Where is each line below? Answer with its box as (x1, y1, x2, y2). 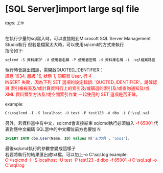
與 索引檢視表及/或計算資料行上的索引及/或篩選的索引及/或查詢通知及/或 (5, 86, 150, 91)
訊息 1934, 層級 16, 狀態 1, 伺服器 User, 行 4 (5, 73, 92, 79)
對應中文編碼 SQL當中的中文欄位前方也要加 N (9, 126, 101, 132)
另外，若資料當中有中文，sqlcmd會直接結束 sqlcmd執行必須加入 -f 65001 (5, 120, 153, 126)
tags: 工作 (5, 20, 24, 25)
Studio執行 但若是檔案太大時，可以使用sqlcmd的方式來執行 (5, 42, 124, 47)
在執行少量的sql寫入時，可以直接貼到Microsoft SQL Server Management (5, 36, 151, 42)
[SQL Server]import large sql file (5, 3, 140, 15)
